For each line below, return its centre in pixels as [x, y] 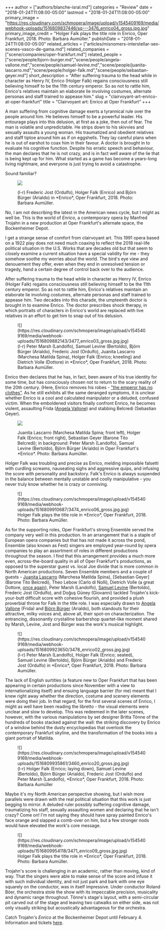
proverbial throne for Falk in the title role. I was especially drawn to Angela [81, 603]
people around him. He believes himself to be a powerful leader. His [74, 116]
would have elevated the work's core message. [53, 825]
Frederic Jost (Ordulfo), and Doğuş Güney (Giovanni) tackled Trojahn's [77, 593]
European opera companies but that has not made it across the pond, [76, 540]
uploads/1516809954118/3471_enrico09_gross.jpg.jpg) [72, 851]
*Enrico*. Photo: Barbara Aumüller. [53, 454]
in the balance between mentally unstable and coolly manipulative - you [78, 479]
